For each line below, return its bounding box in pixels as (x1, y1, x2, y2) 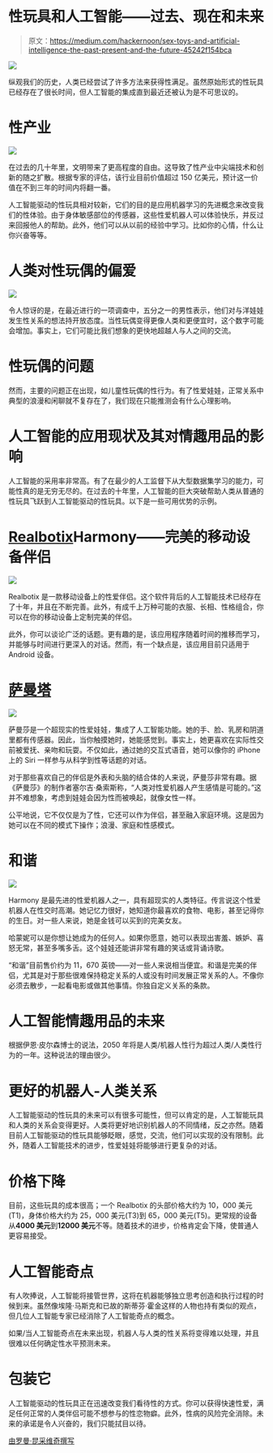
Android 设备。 (8, 649, 58, 659)
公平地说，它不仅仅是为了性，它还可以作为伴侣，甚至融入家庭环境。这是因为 (8, 810, 264, 819)
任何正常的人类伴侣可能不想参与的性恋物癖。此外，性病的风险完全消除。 (15, 1408, 257, 1418)
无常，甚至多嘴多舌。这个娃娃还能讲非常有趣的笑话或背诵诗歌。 (15, 943, 228, 953)
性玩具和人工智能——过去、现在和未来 (8, 7, 265, 26)
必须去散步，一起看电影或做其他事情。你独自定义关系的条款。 (8, 980, 215, 990)
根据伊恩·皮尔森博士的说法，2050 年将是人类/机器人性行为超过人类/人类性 (8, 1040, 255, 1050)
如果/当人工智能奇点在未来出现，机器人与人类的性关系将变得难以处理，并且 (8, 1329, 260, 1338)
